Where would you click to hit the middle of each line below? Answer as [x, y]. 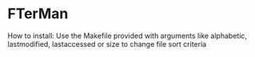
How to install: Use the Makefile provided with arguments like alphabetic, [127, 36]
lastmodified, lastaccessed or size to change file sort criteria [107, 44]
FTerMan [38, 14]
